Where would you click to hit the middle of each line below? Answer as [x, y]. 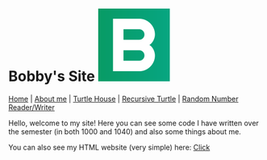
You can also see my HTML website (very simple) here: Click [109, 147]
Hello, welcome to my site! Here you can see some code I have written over [134, 123]
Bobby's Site [52, 76]
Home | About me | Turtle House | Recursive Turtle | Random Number [123, 99]
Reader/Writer [31, 107]
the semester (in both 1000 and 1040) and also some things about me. [125, 131]
